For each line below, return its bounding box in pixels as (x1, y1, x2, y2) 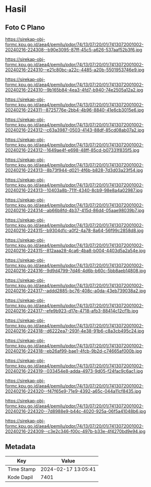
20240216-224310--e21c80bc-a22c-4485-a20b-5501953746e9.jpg (5, 67, 145, 73)
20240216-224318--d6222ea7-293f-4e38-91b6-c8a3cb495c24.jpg (5, 328, 145, 334)
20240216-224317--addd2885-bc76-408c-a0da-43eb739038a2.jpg (5, 288, 146, 294)
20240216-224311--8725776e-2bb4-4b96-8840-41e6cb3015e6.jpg (5, 107, 144, 113)
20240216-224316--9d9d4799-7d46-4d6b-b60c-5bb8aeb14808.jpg (5, 268, 146, 273)
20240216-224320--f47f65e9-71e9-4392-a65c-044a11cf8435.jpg (5, 388, 141, 394)
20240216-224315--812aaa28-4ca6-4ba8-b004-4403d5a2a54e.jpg (5, 248, 146, 253)
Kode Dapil (7, 474, 33, 481)
